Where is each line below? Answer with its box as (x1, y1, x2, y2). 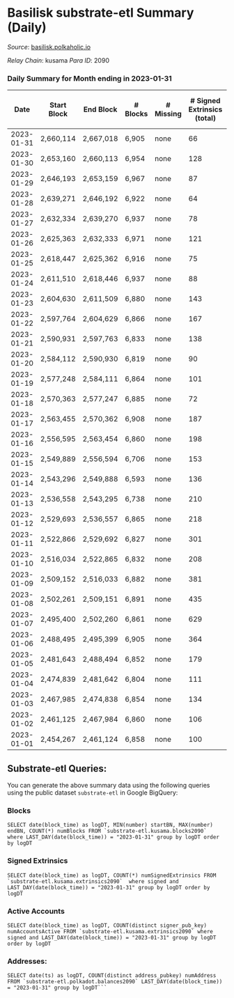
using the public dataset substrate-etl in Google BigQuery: (7, 788, 178, 797)
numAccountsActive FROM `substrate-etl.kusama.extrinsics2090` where (7, 928, 214, 935)
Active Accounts (7, 906, 65, 916)
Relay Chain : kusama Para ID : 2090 (7, 56, 110, 64)
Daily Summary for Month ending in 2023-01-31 (7, 73, 172, 83)
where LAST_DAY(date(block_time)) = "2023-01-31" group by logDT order (7, 834, 219, 841)
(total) (194, 114, 216, 123)
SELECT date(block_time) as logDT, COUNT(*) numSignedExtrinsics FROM (7, 872, 217, 879)
